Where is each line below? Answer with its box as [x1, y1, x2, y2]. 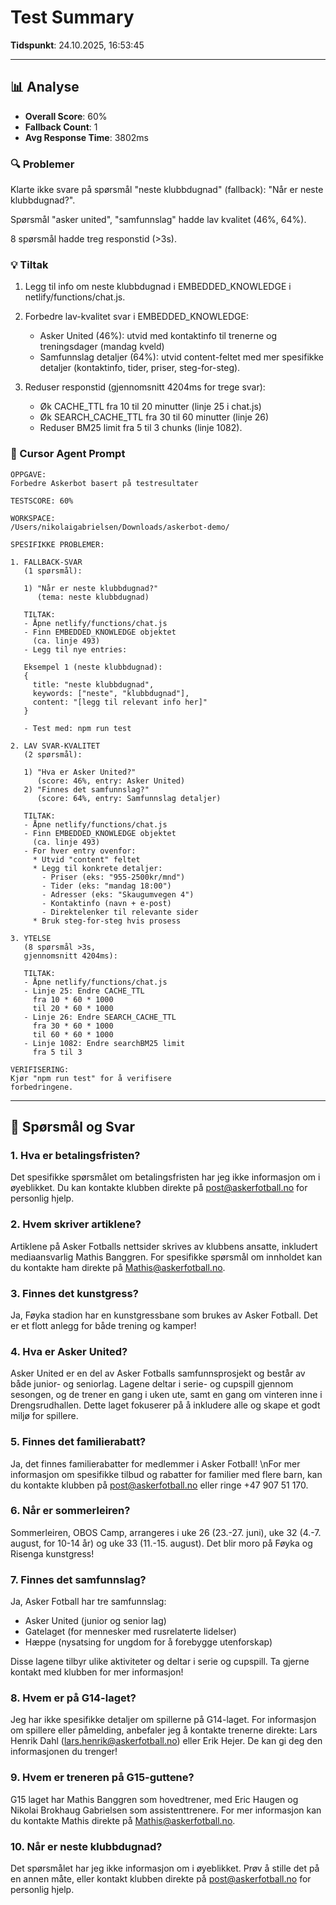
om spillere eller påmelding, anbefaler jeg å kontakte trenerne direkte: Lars [10, 1724, 318, 1736]
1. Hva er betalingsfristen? [10, 1148, 141, 1162]
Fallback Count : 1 [24, 121, 98, 133]
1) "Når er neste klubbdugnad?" [23, 583, 159, 593]
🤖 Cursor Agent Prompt [10, 447, 126, 461]
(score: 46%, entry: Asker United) [36, 776, 186, 786]
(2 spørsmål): [23, 749, 83, 760]
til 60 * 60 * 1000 [32, 1029, 114, 1040]
